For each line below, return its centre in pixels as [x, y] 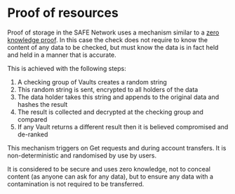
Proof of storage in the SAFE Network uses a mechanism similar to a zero [113, 32]
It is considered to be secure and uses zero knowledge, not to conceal [109, 169]
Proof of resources [63, 13]
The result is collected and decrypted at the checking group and [110, 112]
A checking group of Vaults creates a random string [92, 82]
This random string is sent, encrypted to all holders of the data [108, 89]
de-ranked [33, 134]
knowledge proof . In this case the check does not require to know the [108, 39]
